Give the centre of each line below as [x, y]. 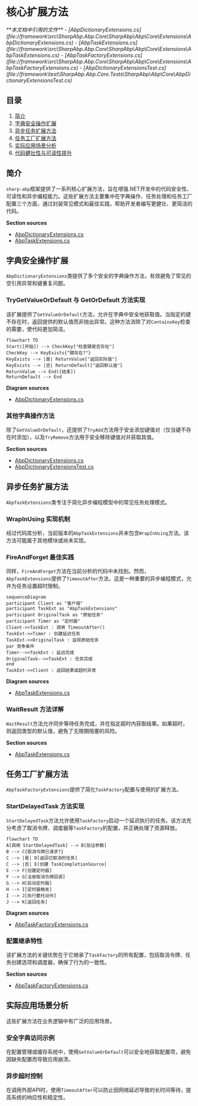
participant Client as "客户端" [45, 604]
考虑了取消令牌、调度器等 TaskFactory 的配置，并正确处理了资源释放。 [95, 828]
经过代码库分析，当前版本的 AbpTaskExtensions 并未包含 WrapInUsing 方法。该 [98, 533]
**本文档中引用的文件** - [37, 30]
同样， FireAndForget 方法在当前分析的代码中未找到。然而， [78, 571]
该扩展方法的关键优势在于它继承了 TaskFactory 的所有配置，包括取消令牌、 [96, 955]
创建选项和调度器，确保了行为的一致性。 [60, 962]
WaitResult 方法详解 [35, 709]
